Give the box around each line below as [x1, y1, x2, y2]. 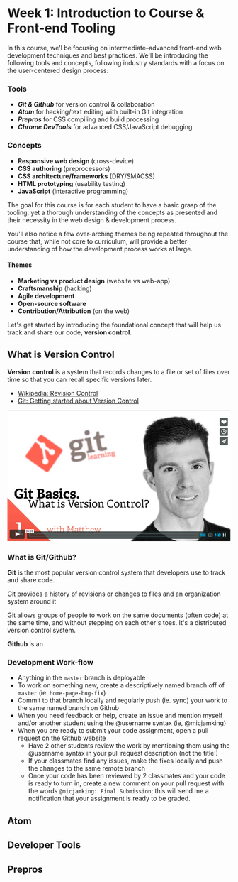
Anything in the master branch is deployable [17, 673, 146, 682]
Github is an [7, 640, 44, 648]
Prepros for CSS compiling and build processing [17, 115, 159, 124]
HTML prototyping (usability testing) [17, 179, 126, 187]
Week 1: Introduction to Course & [7, 5, 205, 21]
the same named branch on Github [17, 704, 119, 712]
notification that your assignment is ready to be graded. [28, 794, 191, 803]
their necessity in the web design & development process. [7, 215, 177, 224]
